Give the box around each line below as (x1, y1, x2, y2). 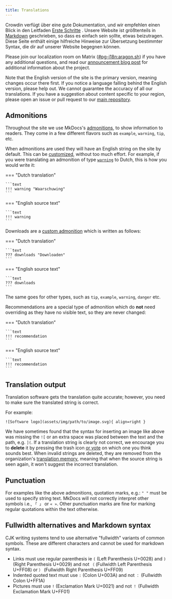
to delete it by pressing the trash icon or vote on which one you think (5, 445, 151, 451)
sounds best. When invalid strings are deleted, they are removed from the (5, 450, 161, 456)
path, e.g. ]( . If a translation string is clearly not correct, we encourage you (5, 439, 164, 446)
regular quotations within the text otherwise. (5, 506, 99, 513)
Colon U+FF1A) (12, 577, 45, 584)
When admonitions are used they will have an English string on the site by (5, 146, 161, 152)
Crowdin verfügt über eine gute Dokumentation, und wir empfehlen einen (5, 22, 160, 28)
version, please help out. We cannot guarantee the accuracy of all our (5, 85, 153, 92)
